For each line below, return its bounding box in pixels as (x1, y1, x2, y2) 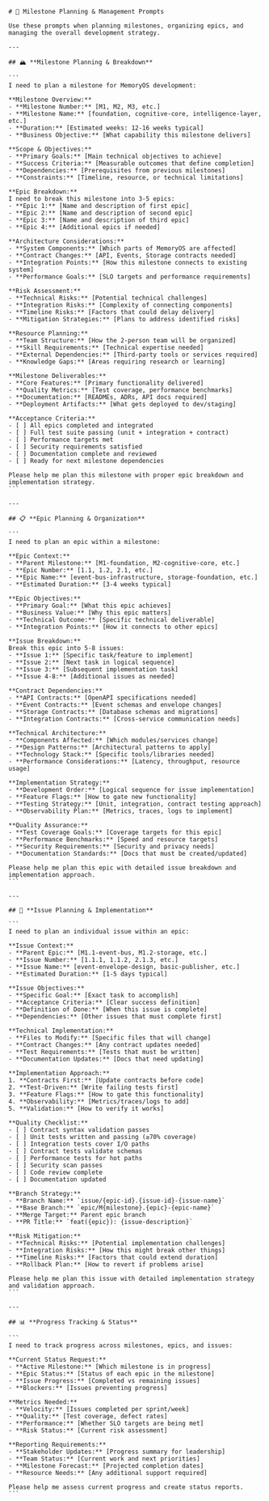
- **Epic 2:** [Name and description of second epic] (8, 209, 194, 217)
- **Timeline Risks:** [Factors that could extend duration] (8, 1253, 219, 1261)
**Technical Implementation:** (8, 1027, 114, 1035)
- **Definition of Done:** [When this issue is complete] (8, 1006, 208, 1014)
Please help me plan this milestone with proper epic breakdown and (8, 471, 244, 479)
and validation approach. (8, 1282, 95, 1290)
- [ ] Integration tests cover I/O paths (8, 1140, 150, 1148)
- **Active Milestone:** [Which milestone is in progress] (8, 1363, 212, 1371)
